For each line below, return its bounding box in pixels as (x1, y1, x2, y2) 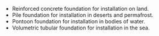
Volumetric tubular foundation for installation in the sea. (11, 24, 150, 31)
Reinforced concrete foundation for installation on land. (11, 5, 149, 12)
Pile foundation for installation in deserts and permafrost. (11, 11, 154, 19)
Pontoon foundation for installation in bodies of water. (11, 18, 146, 25)
